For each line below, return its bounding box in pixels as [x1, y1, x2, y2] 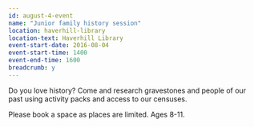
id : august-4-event [8, 11, 74, 20]
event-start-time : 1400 [8, 49, 88, 57]
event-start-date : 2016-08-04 [8, 42, 110, 50]
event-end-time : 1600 [8, 57, 81, 65]
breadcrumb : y [8, 64, 56, 72]
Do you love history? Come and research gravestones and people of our [8, 85, 247, 95]
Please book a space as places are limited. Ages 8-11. [8, 109, 186, 119]
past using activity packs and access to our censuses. [8, 93, 187, 104]
